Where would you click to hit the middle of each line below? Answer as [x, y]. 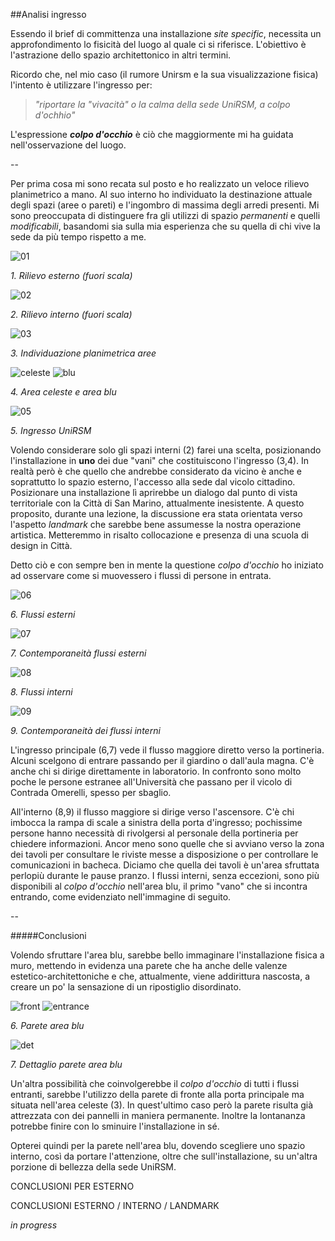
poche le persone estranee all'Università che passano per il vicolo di [151, 782]
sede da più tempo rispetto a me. [78, 237]
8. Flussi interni [41, 692]
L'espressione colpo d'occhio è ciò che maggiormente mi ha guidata [152, 134]
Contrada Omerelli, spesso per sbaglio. [91, 792]
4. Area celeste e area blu [63, 392]
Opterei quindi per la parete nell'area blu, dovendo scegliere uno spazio [158, 1145]
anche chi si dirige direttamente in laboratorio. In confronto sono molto [156, 771]
